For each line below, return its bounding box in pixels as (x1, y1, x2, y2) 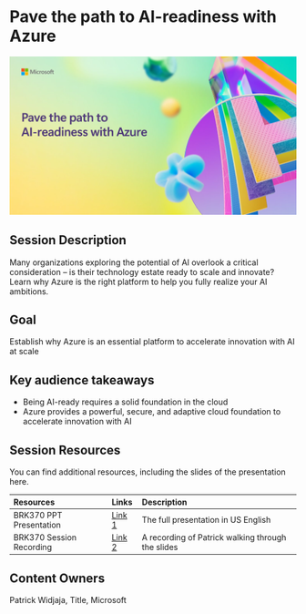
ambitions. (9, 285, 49, 297)
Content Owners (9, 570, 106, 586)
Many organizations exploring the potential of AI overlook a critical (9, 257, 259, 268)
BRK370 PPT (13, 509, 63, 520)
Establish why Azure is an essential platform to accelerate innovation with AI (9, 336, 296, 347)
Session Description (9, 232, 127, 248)
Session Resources (9, 442, 121, 457)
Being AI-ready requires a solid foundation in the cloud (22, 396, 229, 407)
